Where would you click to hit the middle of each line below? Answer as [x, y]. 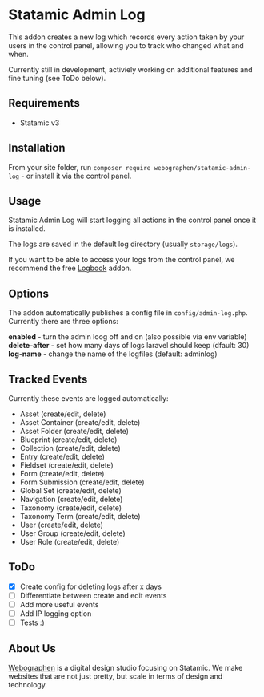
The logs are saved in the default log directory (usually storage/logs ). [123, 244]
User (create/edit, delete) [62, 525]
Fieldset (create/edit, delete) [66, 465]
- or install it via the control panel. [76, 176]
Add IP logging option [56, 614]
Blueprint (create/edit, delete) [68, 440]
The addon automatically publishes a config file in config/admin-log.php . [128, 313]
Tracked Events [48, 379]
